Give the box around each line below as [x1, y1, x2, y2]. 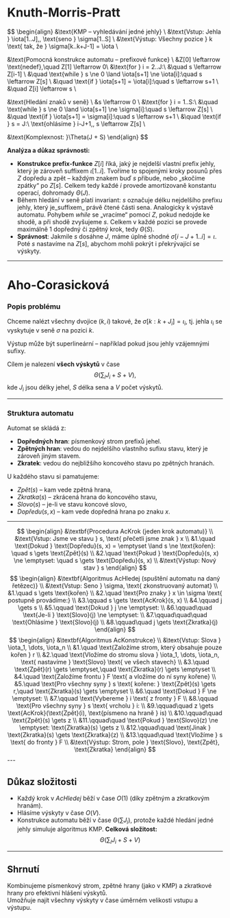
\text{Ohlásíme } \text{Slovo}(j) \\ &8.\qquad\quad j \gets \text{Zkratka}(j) [12, 618, 218, 627]
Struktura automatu [7, 408, 74, 418]
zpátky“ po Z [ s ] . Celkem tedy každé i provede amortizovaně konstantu [16, 181, 217, 189]
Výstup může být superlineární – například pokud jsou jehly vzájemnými [7, 339, 210, 348]
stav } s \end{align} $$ [83, 564, 147, 572]
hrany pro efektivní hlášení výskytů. [7, 889, 107, 897]
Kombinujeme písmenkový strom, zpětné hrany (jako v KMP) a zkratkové [7, 882, 212, 890]
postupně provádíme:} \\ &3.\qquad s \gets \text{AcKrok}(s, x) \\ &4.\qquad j [8, 596, 222, 605]
